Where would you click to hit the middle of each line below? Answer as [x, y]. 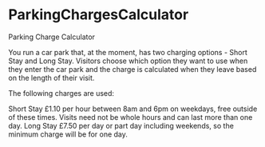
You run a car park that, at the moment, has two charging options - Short [128, 52]
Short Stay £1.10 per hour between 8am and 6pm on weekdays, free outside [133, 109]
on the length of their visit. [51, 77]
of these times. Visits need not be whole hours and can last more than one [131, 117]
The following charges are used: [61, 93]
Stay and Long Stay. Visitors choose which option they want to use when [128, 61]
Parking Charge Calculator [52, 37]
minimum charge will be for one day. [68, 134]
